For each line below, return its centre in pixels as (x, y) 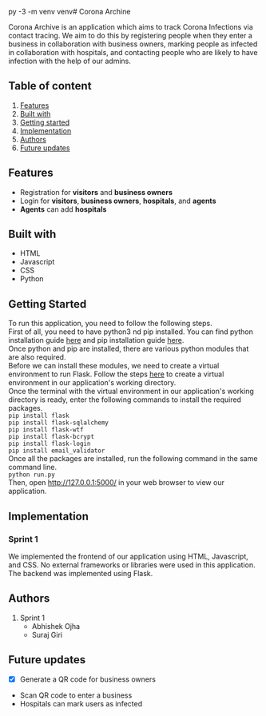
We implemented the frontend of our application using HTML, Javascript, (129, 556)
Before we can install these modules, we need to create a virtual (114, 366)
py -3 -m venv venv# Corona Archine (69, 12)
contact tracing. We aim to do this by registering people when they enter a (131, 36)
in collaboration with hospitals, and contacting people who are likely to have (133, 52)
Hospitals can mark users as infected (81, 703)
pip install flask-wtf (46, 430)
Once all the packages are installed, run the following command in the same (133, 459)
